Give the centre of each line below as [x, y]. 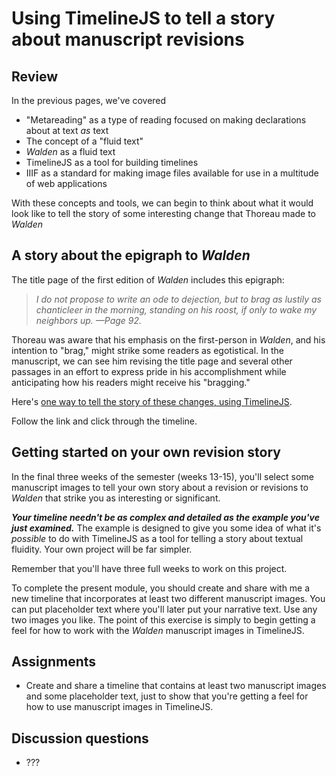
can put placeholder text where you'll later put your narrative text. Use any [164, 609]
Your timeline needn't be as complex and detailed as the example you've [165, 517]
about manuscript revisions [128, 39]
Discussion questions [80, 738]
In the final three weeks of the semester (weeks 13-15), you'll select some [162, 476]
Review [35, 76]
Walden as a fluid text [70, 151]
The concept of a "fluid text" [84, 141]
